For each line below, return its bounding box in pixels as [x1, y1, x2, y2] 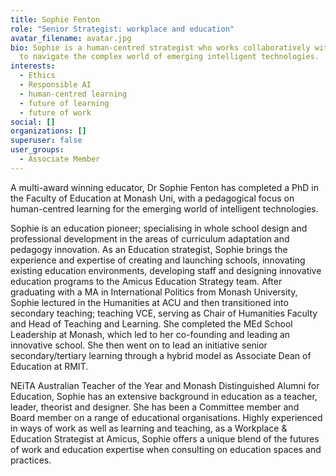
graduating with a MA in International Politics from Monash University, [10, 286, 298, 298]
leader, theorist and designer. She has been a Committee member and [10, 401, 300, 413]
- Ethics [19, 71, 56, 81]
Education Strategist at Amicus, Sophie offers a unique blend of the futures [10, 432, 320, 445]
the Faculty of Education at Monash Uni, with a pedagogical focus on [10, 192, 295, 204]
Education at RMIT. [10, 360, 89, 372]
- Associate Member [19, 154, 101, 164]
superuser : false [10, 136, 83, 146]
